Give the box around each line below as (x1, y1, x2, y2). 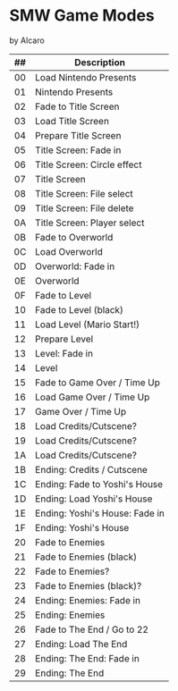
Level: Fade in (35, 347, 94, 359)
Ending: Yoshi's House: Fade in (35, 507, 165, 519)
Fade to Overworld (35, 231, 114, 243)
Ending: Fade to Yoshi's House (35, 477, 164, 490)
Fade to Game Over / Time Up (35, 376, 161, 389)
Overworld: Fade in (35, 260, 115, 273)
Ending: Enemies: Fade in (35, 594, 141, 606)
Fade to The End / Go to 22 (35, 623, 149, 636)
